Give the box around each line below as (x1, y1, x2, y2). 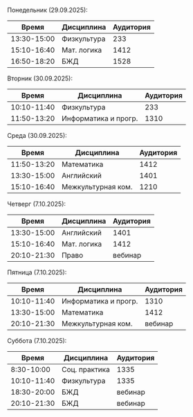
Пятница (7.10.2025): (7, 268, 67, 276)
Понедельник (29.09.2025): (7, 6, 88, 14)
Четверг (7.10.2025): (7, 200, 66, 208)
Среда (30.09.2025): (7, 132, 67, 139)
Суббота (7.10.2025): (7, 337, 67, 345)
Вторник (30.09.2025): (7, 74, 73, 82)
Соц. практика (61, 365, 111, 374)
